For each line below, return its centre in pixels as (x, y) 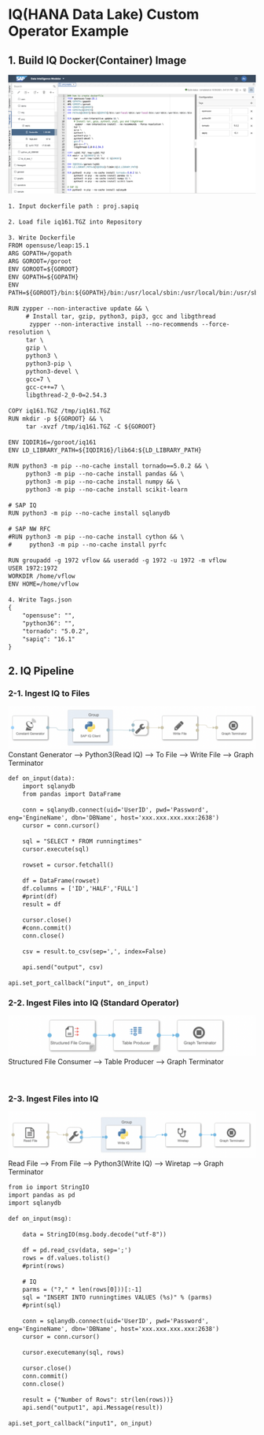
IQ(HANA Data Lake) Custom (104, 15)
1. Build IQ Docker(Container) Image (97, 60)
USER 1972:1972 (33, 568)
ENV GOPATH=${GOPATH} (44, 277)
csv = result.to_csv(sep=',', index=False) (95, 951)
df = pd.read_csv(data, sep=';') (77, 1250)
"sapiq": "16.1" (49, 639)
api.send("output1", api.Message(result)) (93, 1407)
